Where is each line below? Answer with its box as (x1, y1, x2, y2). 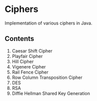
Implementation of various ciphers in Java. (4, 20, 92, 26)
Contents (4, 34, 34, 43)
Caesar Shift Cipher (11, 47, 53, 53)
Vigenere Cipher (11, 63, 46, 69)
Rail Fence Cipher (11, 69, 48, 75)
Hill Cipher (11, 58, 34, 64)
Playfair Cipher (11, 53, 43, 59)
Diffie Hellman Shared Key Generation (11, 90, 90, 96)
